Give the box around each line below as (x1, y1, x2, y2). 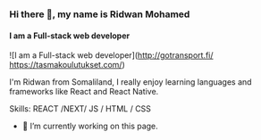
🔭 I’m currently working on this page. (21, 120, 158, 132)
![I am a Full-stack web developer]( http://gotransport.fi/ (9, 50, 214, 61)
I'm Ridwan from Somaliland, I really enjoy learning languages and (9, 77, 252, 87)
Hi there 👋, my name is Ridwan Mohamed (9, 8, 190, 21)
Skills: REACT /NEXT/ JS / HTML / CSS (9, 103, 152, 114)
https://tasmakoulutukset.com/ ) (9, 60, 125, 70)
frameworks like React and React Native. (9, 86, 159, 97)
